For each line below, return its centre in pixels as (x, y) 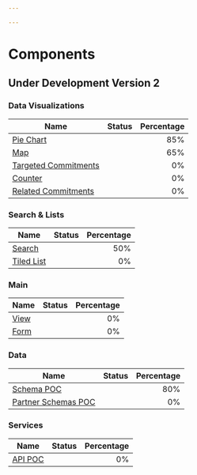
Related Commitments (53, 190)
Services (26, 425)
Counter (27, 178)
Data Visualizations (46, 106)
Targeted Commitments (56, 165)
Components (52, 54)
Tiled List (29, 261)
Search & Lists (36, 214)
